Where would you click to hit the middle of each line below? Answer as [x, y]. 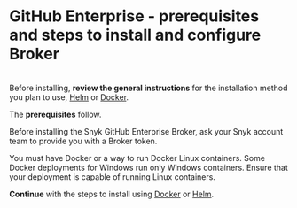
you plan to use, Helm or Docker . [69, 97]
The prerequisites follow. [55, 114]
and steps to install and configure [135, 35]
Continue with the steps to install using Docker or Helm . [112, 194]
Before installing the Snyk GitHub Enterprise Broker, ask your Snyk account [146, 131]
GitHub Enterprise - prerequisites [134, 16]
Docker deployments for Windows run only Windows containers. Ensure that [148, 167]
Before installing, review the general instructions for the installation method [148, 88]
